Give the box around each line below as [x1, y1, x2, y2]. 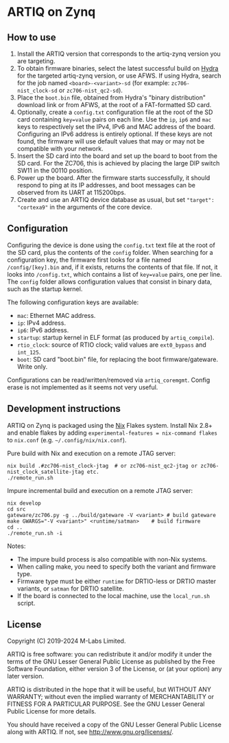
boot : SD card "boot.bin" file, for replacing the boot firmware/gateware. [16, 355, 218, 363]
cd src [7, 505, 26, 512]
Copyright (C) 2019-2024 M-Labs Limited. [7, 637, 126, 645]
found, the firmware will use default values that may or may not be [16, 137, 205, 145]
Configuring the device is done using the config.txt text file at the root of [7, 241, 216, 249]
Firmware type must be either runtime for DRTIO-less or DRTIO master [16, 577, 217, 585]
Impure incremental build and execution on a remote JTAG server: [7, 486, 193, 494]
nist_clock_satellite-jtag [7, 468, 84, 475]
